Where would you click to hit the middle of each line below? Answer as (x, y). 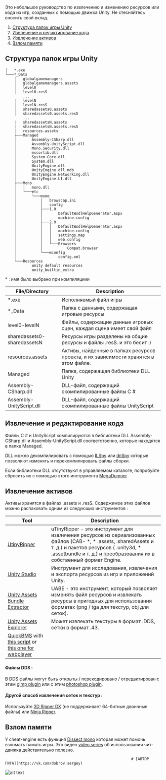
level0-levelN (23, 325)
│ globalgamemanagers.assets (46, 83)
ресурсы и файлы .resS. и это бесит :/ (106, 342)
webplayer (20, 654)
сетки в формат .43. (75, 628)
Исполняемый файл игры (92, 300)
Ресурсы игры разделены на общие (105, 336)
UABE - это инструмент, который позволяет (104, 588)
